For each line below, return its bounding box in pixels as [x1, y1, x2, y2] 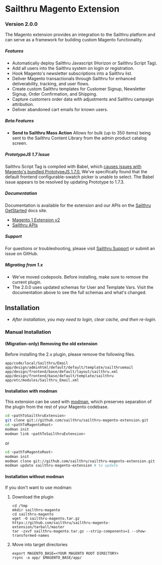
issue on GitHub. [5, 251, 38, 257]
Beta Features [5, 118, 34, 124]
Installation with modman [5, 388, 57, 394]
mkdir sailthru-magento [12, 507, 61, 513]
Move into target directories [12, 541, 68, 547]
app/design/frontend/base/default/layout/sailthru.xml [5, 369, 118, 374]
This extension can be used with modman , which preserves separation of [5, 399, 152, 405]
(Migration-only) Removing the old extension [5, 341, 98, 347]
